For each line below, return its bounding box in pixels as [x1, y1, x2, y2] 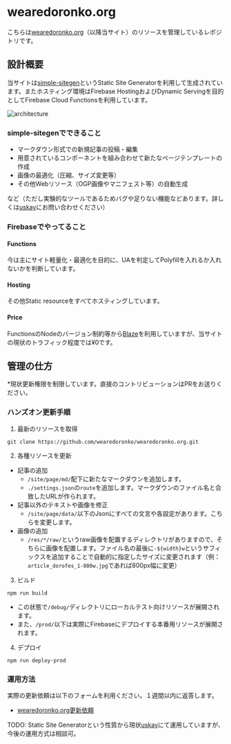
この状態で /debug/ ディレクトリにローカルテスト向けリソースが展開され [17, 602, 220, 611]
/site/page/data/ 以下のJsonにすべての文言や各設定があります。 [27, 509, 211, 517]
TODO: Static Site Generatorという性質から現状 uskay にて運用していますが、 [7, 720, 224, 729]
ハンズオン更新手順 [7, 407, 71, 417]
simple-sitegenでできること [7, 128, 101, 138]
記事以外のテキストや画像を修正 [17, 501, 108, 509]
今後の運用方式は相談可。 [7, 729, 80, 737]
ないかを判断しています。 [7, 264, 79, 273]
